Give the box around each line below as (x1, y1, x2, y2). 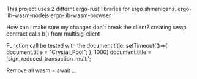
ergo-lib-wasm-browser (50, 12, 111, 19)
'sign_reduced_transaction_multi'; (6, 55, 92, 62)
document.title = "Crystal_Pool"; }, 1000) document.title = (6, 48, 152, 56)
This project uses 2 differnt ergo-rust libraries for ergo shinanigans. (6, 6, 176, 12)
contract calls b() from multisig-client (6, 30, 100, 37)
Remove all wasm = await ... (6, 67, 76, 74)
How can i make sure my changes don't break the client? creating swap (6, 24, 187, 31)
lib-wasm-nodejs (6, 12, 50, 19)
